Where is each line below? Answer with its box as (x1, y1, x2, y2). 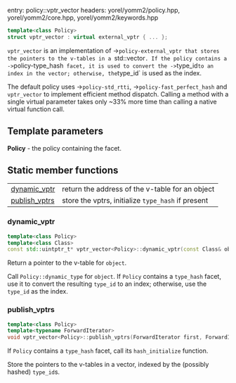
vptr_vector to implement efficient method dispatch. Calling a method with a (7, 89, 229, 98)
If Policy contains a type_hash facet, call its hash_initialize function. (7, 346, 209, 355)
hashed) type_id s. (7, 368, 60, 376)
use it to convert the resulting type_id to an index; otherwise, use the (7, 280, 207, 288)
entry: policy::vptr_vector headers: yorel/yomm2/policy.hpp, (7, 6, 181, 14)
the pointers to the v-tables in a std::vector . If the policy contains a (7, 54, 227, 62)
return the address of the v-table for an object (62, 184, 215, 194)
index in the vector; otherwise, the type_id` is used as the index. (7, 68, 202, 77)
